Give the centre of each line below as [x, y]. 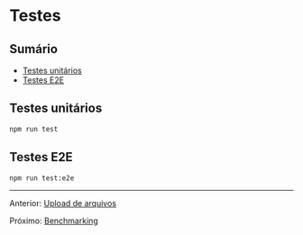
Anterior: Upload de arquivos [63, 203]
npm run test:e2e [42, 178]
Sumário [34, 49]
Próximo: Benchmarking [54, 221]
